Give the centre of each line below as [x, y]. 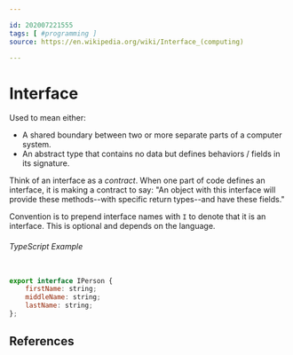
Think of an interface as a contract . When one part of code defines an [137, 181]
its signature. [46, 163]
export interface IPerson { [61, 280]
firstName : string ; [61, 289]
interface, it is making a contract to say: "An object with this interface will [143, 190]
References [42, 341]
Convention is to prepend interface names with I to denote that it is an [138, 217]
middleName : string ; [63, 297]
